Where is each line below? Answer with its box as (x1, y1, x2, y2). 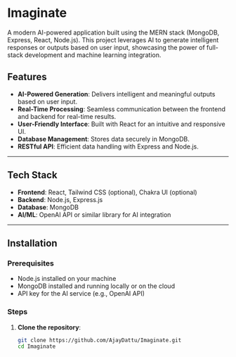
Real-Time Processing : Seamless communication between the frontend (17, 104, 226, 113)
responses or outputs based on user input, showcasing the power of (7, 43, 205, 51)
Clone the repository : (17, 322, 81, 332)
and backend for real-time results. (17, 112, 117, 120)
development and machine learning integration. (24, 51, 162, 59)
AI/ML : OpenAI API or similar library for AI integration (17, 210, 171, 219)
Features (7, 71, 47, 83)
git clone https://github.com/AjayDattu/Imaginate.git (17, 337, 182, 344)
